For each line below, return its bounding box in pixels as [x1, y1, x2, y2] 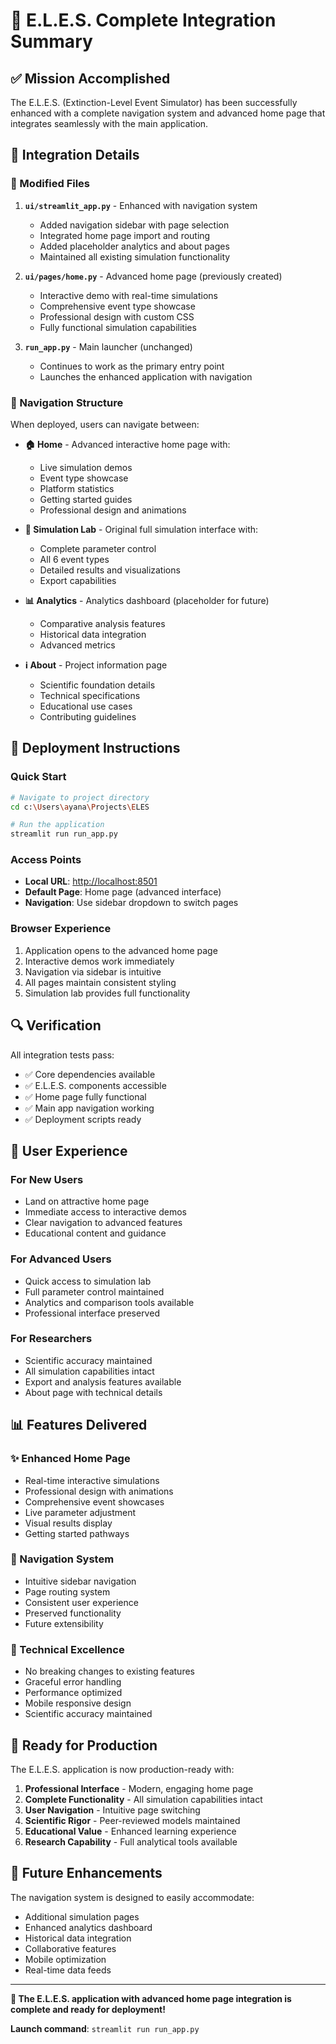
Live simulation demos [39, 461, 133, 473]
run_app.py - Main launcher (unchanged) [24, 340, 193, 353]
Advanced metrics [39, 639, 116, 651]
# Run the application [10, 820, 105, 830]
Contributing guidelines [39, 710, 137, 723]
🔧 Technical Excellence [10, 1642, 125, 1656]
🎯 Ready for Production [10, 1737, 158, 1754]
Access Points [10, 853, 82, 867]
